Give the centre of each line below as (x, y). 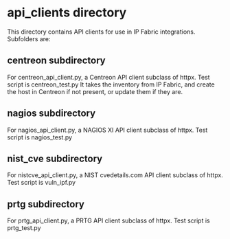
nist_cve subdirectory (55, 158)
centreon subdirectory (56, 61)
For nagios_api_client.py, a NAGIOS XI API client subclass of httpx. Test (107, 130)
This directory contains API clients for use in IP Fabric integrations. (101, 32)
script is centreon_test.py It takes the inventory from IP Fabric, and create (111, 84)
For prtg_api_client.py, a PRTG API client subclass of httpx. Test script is (109, 220)
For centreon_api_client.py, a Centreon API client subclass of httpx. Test (109, 77)
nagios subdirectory (51, 114)
